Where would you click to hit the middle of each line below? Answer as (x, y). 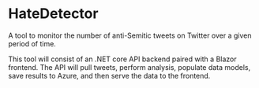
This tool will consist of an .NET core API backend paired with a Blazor (122, 59)
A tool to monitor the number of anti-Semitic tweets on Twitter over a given (130, 35)
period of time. (32, 43)
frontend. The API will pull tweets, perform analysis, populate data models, (129, 67)
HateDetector (53, 14)
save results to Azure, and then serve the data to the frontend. (109, 75)
